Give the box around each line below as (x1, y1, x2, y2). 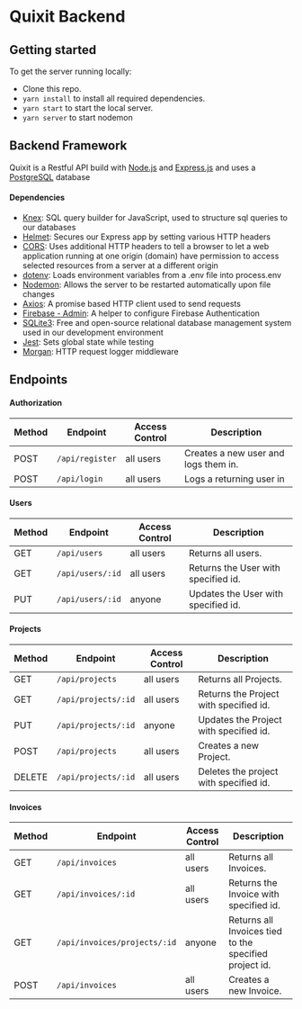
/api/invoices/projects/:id (57, 938, 177, 948)
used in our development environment (22, 327, 164, 338)
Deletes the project (197, 765, 279, 778)
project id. (228, 959, 271, 971)
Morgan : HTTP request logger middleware (22, 347, 180, 357)
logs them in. (183, 457, 239, 470)
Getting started (9, 42, 97, 58)
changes (22, 289, 56, 300)
